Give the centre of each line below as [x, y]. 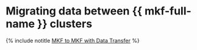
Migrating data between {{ [74, 11]
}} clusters [65, 24]
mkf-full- [168, 11]
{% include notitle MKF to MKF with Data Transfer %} [73, 40]
